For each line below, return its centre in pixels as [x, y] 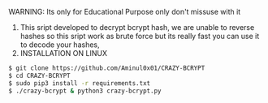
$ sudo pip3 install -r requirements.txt [80, 83]
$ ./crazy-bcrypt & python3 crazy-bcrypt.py [85, 91]
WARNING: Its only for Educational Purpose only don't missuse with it [125, 12]
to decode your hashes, [60, 45]
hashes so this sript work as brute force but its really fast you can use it [140, 36]
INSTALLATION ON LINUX [64, 53]
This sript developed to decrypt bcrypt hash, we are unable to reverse [137, 27]
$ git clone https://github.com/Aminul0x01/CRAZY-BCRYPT [107, 68]
